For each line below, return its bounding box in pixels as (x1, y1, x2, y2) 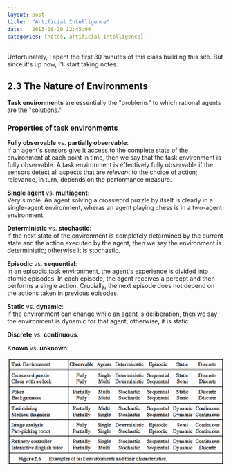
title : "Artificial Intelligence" (7, 18, 110, 26)
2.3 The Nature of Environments (7, 80, 149, 92)
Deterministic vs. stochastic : (7, 225, 92, 233)
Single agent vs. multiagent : (7, 189, 90, 197)
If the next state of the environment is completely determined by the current (7, 232, 223, 240)
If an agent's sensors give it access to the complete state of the (7, 146, 189, 155)
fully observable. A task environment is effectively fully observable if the (7, 161, 214, 169)
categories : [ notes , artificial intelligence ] (7, 33, 144, 40)
